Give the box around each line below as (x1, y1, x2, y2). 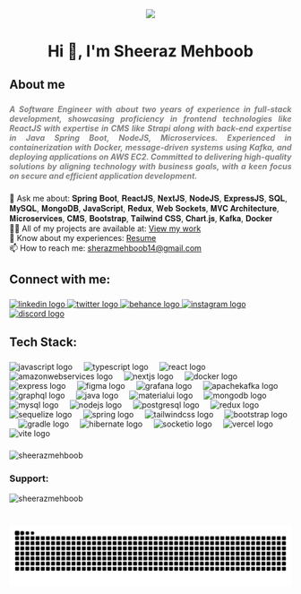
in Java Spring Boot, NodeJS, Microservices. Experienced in (9, 132, 292, 142)
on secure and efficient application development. (9, 170, 198, 181)
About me (9, 76, 65, 92)
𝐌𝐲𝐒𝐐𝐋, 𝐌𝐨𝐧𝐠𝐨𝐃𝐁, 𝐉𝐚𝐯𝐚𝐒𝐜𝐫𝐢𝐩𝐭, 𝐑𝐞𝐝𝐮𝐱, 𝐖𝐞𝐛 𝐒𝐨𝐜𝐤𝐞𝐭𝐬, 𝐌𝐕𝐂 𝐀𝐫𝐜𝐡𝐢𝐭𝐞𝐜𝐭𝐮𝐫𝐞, (9, 202, 279, 213)
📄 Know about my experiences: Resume (9, 232, 157, 243)
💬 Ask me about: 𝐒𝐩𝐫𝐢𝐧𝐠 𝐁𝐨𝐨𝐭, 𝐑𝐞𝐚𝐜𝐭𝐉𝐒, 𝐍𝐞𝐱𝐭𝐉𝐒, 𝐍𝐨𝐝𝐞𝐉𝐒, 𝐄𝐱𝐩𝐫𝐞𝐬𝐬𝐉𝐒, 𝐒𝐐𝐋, (9, 193, 288, 203)
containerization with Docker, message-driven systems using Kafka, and (9, 142, 292, 152)
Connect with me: (9, 272, 111, 288)
